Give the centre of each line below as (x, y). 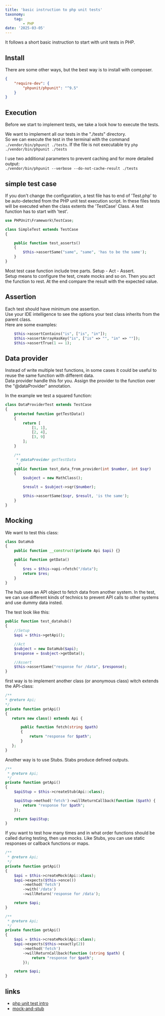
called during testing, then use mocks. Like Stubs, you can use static (75, 838)
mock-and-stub (28, 1009)
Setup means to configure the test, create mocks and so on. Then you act (80, 276)
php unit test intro (30, 1003)
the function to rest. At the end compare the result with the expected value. (82, 281)
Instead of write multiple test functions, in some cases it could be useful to (81, 370)
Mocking (19, 521)
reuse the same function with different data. (50, 376)
